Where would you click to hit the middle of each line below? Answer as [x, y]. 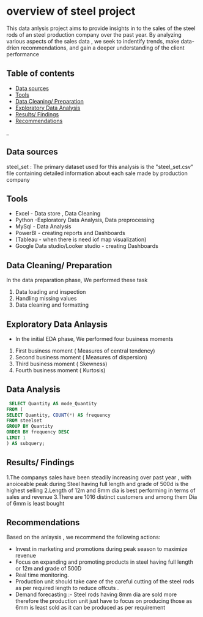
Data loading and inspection [50, 292]
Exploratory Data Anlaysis [57, 324]
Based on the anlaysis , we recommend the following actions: [83, 537]
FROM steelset [24, 421]
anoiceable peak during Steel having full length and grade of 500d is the [98, 484]
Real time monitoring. [42, 575]
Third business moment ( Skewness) [61, 364]
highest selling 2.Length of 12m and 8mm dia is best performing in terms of [101, 490]
